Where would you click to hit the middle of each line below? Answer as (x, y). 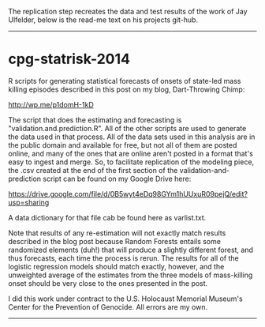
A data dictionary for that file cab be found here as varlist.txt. (107, 217)
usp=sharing (29, 202)
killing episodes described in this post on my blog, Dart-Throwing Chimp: (127, 89)
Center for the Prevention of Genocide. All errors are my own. (108, 306)
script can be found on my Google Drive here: (117, 179)
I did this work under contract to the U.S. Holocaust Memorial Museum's (125, 299)
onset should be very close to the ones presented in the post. (108, 283)
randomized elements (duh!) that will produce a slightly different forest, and (131, 250)
